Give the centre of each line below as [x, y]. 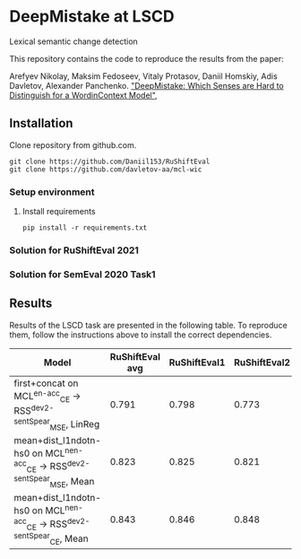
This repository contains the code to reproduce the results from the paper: [146, 58]
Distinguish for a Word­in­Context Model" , [84, 95]
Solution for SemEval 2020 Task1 [82, 274]
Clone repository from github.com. [73, 144]
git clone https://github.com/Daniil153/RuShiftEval [110, 162]
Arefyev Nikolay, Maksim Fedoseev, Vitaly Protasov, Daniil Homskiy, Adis [143, 76]
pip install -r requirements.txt [85, 228]
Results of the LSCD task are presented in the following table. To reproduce [149, 325]
